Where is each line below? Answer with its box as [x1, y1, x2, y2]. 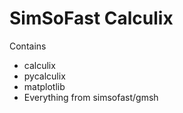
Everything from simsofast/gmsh [23, 91, 159, 103]
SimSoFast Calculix [9, 7, 174, 30]
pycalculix [23, 70, 66, 82]
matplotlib [23, 80, 66, 92]
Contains [9, 40, 47, 52]
